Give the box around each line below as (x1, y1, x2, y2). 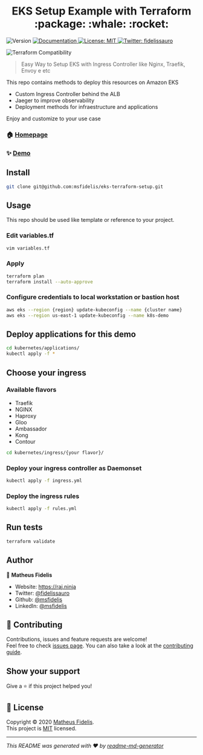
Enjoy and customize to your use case (6, 115, 101, 122)
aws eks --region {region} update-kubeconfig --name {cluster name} (6, 306, 182, 313)
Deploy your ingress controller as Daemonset (6, 464, 142, 472)
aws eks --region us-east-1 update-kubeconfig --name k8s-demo (6, 313, 169, 319)
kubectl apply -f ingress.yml (6, 478, 83, 484)
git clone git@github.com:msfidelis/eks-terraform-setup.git (6, 183, 164, 190)
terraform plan (6, 273, 45, 279)
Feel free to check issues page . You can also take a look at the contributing (6, 642, 193, 649)
